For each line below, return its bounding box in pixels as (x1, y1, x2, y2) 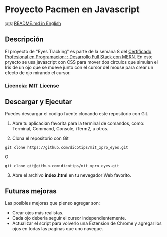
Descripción (5, 35, 44, 44)
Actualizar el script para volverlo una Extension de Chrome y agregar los (12, 220, 162, 226)
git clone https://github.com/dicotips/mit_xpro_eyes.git (5, 145, 128, 150)
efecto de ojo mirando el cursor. (5, 69, 71, 76)
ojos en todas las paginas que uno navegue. (12, 226, 103, 232)
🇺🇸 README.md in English (5, 20, 61, 26)
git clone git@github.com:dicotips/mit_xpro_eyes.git (5, 164, 120, 169)
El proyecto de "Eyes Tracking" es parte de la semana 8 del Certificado (5, 48, 152, 54)
